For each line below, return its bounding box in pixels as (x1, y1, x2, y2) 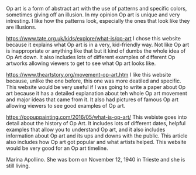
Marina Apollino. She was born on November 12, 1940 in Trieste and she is (6, 156, 185, 163)
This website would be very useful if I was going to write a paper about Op (6, 84, 186, 90)
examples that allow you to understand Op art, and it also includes (6, 126, 166, 133)
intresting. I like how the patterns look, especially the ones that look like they (6, 18, 190, 24)
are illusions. (6, 23, 37, 30)
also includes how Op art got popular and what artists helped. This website (6, 139, 187, 145)
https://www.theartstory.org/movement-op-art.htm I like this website (6, 71, 171, 78)
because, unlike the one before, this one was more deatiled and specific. (6, 77, 181, 84)
